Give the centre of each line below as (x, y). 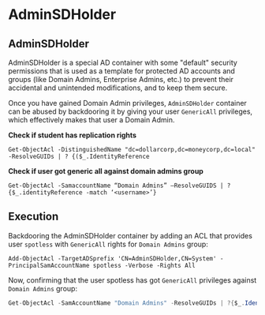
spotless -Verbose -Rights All (144, 265)
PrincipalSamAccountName (49, 265)
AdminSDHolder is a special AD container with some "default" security (123, 62)
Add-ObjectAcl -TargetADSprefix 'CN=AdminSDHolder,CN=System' (112, 258)
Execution (34, 217)
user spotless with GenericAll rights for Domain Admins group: (108, 244)
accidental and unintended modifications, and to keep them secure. (118, 88)
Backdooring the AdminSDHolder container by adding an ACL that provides (130, 235)
